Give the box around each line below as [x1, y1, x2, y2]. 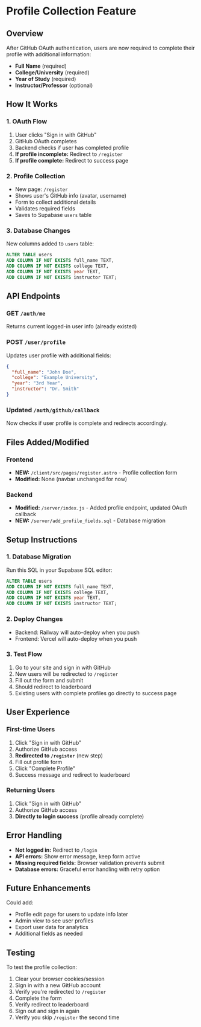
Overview [6, 28, 44, 39]
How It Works [6, 99, 58, 109]
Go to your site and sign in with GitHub [14, 664, 111, 671]
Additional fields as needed [14, 930, 83, 938]
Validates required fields [14, 204, 75, 212]
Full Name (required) [14, 62, 67, 70]
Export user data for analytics [14, 924, 89, 931]
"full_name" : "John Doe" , [11, 369, 77, 375]
